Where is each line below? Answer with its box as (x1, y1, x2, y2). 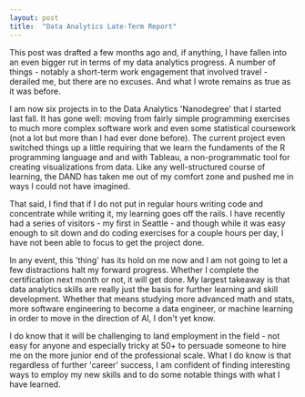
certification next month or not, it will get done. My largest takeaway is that (9, 274, 290, 285)
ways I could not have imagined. (9, 180, 130, 191)
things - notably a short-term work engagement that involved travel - (9, 66, 269, 77)
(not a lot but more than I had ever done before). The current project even (9, 132, 286, 143)
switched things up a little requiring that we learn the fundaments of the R (9, 142, 285, 153)
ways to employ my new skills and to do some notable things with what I (9, 369, 280, 380)
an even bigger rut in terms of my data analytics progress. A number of (9, 56, 276, 67)
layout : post (9, 13, 59, 23)
